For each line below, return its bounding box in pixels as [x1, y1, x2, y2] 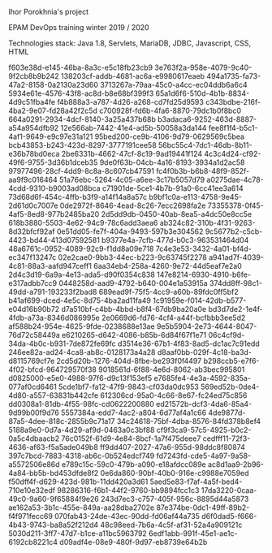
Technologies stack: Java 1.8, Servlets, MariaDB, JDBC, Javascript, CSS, [8, 38, 252, 48]
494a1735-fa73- [206, 71, 261, 80]
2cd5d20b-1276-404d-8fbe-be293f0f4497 [56, 356, 202, 365]
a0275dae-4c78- [206, 175, 264, 184]
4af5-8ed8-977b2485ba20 [8, 210, 100, 218]
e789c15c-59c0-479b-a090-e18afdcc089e [61, 460, 206, 469]
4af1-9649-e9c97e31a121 [8, 132, 93, 141]
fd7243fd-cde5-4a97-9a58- [156, 451, 252, 460]
